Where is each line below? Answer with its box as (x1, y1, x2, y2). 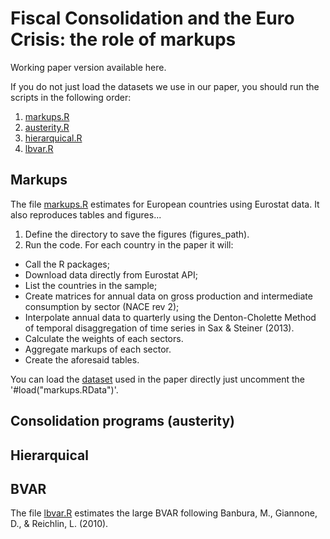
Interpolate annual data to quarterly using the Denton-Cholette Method (24, 311, 317, 323)
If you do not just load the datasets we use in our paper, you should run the (10, 80, 320, 92)
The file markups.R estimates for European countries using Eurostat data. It (10, 198, 320, 210)
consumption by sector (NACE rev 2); (24, 300, 180, 312)
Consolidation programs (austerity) (10, 413, 236, 430)
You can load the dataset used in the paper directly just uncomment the (10, 373, 305, 385)
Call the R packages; (24, 258, 110, 270)
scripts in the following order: (10, 91, 132, 103)
